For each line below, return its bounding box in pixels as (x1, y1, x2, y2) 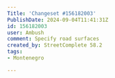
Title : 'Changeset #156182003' (7, 10, 97, 17)
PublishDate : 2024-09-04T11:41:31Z (7, 16, 109, 23)
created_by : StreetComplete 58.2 (7, 42, 103, 49)
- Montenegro (7, 55, 44, 62)
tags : (7, 49, 23, 55)
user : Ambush (7, 29, 44, 36)
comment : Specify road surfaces (7, 36, 99, 42)
